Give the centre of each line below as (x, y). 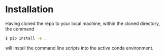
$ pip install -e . (26, 38)
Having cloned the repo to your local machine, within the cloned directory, (83, 23)
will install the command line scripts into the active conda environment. (79, 48)
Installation (29, 9)
